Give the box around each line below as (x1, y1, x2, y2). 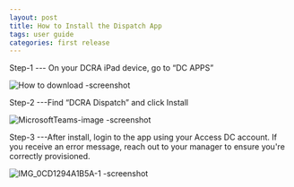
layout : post (9, 13, 58, 22)
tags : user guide (9, 30, 74, 38)
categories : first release (9, 38, 110, 47)
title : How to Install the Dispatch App (9, 21, 163, 30)
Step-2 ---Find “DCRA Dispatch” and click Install (9, 98, 189, 108)
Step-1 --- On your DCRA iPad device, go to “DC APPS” (9, 63, 214, 73)
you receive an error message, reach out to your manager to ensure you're (9, 141, 285, 152)
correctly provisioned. (9, 151, 91, 162)
